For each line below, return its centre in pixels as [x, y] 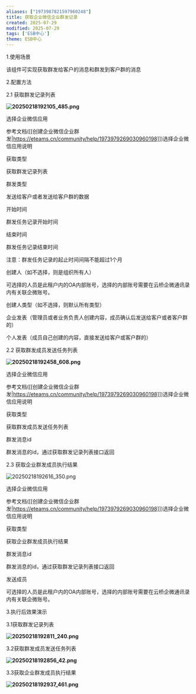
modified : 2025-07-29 [33, 28]
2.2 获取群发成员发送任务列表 [42, 350]
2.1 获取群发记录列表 [31, 95]
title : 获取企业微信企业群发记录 [42, 17]
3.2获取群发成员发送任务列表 [41, 648]
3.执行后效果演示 [27, 612]
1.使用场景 [18, 57]
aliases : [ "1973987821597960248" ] [49, 12]
